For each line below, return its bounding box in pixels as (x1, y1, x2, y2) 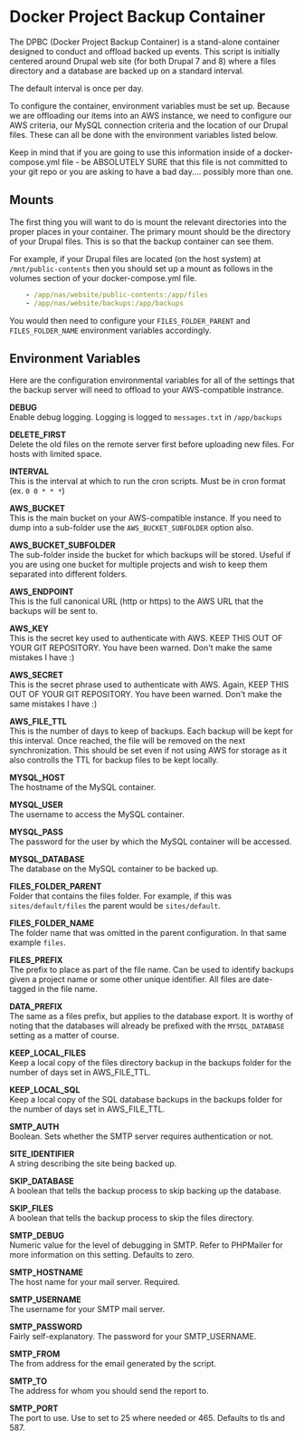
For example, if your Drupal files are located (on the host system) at (9, 253, 261, 264)
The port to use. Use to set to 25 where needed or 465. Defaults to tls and (9, 1413, 285, 1424)
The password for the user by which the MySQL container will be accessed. (9, 836, 292, 847)
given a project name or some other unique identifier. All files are (9, 974, 251, 985)
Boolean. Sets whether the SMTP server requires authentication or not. (9, 1131, 274, 1142)
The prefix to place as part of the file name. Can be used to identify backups (9, 964, 294, 976)
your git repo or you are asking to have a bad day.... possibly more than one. (9, 166, 294, 177)
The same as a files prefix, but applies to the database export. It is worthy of (9, 1011, 294, 1022)
